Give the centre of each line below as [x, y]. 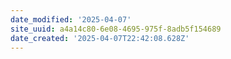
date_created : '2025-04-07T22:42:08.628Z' [100, 38]
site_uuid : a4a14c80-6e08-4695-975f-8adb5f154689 [116, 29]
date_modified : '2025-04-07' [71, 19]
